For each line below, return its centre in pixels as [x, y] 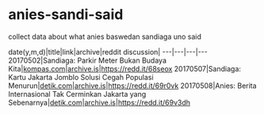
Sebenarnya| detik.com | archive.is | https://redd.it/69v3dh [99, 102]
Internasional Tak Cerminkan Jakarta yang [77, 94]
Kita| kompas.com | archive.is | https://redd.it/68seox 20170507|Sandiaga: [125, 68]
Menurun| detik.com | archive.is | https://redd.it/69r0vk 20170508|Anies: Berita [132, 86]
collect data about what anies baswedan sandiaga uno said [105, 36]
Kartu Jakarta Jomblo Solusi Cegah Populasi [81, 77]
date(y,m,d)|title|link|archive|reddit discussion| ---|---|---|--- [108, 52]
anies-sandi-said [66, 15]
